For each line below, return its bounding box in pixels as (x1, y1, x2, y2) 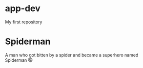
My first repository (5, 19, 42, 25)
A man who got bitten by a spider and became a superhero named (5, 52, 139, 58)
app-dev (5, 3, 41, 14)
